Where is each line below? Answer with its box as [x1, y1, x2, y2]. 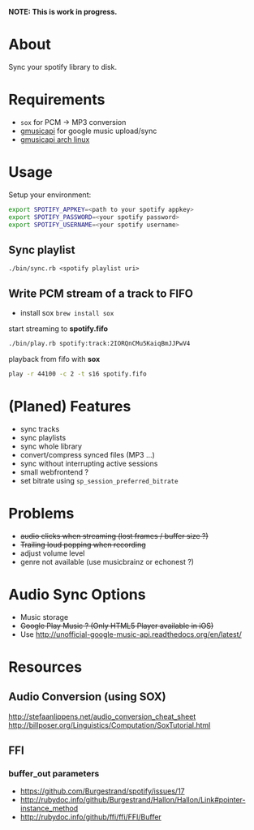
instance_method [19, 803, 79, 814]
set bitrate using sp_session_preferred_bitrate [19, 475, 179, 485]
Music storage [19, 612, 69, 621]
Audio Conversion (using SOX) [8, 690, 166, 704]
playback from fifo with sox [8, 354, 101, 363]
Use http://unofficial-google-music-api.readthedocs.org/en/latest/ [19, 629, 242, 639]
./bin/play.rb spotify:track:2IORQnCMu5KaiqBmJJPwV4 [8, 340, 191, 348]
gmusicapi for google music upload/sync [19, 126, 157, 135]
